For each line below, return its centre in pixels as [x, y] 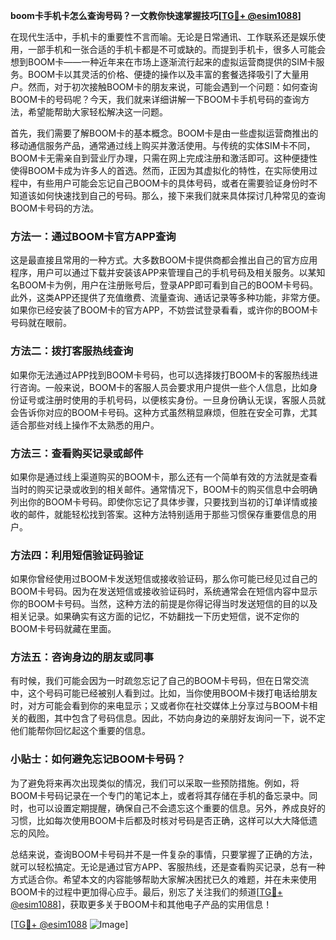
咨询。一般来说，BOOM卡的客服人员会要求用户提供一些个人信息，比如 [164, 387]
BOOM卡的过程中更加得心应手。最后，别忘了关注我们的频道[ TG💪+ [146, 891]
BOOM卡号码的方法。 [55, 208]
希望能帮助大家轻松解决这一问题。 [97, 112]
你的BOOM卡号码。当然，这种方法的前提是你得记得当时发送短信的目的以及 [164, 604]
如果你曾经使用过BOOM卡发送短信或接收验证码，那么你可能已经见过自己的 [164, 579]
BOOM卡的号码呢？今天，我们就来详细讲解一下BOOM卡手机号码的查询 [156, 99]
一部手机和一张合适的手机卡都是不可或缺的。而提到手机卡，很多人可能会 [176, 49]
